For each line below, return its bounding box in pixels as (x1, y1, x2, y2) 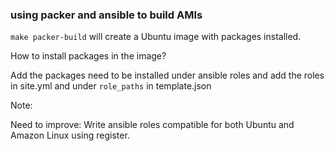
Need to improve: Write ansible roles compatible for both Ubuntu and (10, 119, 295, 131)
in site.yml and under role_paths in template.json (10, 80, 212, 92)
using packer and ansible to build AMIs (10, 8, 203, 22)
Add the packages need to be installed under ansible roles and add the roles (10, 69, 325, 82)
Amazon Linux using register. (10, 129, 130, 142)
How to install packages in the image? (10, 50, 167, 62)
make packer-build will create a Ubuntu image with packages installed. (10, 31, 302, 43)
